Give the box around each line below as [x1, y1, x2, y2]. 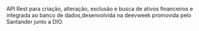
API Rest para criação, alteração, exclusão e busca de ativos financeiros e [6, 5, 193, 12]
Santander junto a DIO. [6, 18, 64, 25]
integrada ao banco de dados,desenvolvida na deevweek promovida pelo [6, 12, 192, 19]
